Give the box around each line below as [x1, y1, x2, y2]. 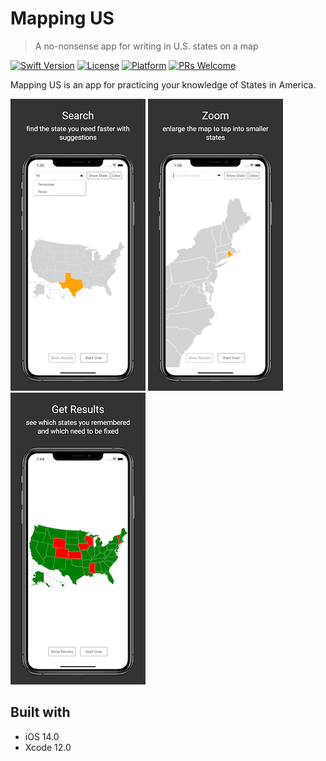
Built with [10, 704, 71, 721]
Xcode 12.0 [24, 741, 72, 753]
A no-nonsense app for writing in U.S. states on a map [34, 40, 259, 52]
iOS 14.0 [24, 730, 60, 742]
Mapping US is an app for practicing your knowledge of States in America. [10, 78, 317, 91]
